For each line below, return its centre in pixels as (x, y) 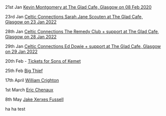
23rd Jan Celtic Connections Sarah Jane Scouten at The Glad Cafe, (74, 17)
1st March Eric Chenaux (29, 90)
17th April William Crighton (32, 80)
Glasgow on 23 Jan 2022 (31, 22)
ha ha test (15, 109)
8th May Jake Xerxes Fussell (34, 99)
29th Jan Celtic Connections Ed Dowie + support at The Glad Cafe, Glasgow (83, 46)
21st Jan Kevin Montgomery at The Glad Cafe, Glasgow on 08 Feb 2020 (79, 7)
